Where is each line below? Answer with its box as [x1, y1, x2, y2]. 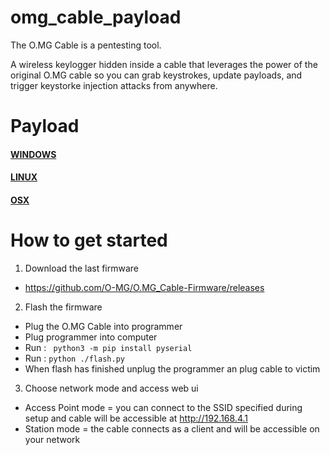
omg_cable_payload [10, 6, 182, 29]
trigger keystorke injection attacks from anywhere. [10, 79, 218, 91]
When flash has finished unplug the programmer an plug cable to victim [24, 362, 321, 375]
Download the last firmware [24, 262, 140, 274]
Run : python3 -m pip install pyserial [24, 341, 193, 353]
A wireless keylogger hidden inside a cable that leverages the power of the [10, 58, 318, 70]
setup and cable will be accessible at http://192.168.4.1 [24, 412, 249, 424]
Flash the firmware [24, 301, 103, 313]
